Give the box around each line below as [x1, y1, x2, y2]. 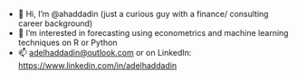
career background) [17, 18, 93, 29]
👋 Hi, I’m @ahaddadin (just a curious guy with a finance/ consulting [17, 9, 269, 19]
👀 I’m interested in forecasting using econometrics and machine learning [17, 28, 289, 38]
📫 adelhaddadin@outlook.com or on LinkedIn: [17, 48, 192, 58]
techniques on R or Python [17, 37, 118, 48]
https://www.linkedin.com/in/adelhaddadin [17, 60, 177, 71]
